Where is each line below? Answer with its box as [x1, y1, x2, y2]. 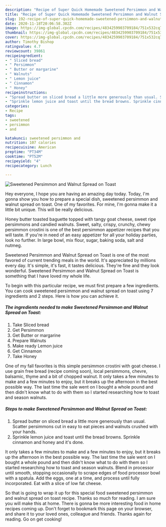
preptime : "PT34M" [5, 149, 43, 155]
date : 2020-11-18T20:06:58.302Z [5, 21, 72, 26]
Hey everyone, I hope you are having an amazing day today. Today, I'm [5, 191, 150, 197]
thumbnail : [5, 30, 28, 35]
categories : [5, 104, 30, 109]
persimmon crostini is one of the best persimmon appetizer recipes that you [5, 226, 160, 232]
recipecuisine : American [5, 145, 56, 150]
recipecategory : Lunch [5, 163, 52, 168]
